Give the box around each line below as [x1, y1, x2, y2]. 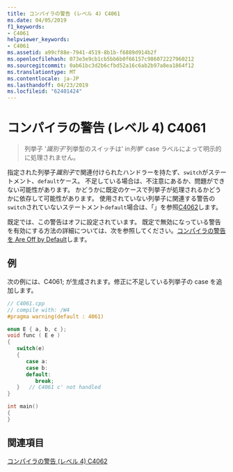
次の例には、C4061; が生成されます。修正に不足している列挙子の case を [7, 277, 217, 286]
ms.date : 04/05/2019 [7, 17, 67, 24]
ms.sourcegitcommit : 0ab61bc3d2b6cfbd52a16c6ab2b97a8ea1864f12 [7, 62, 195, 69]
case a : [25, 358, 49, 365]
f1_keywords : [7, 23, 45, 30]
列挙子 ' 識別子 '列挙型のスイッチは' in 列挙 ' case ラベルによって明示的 [24, 144, 222, 153]
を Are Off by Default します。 [7, 235, 91, 244]
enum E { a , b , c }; [7, 326, 67, 333]
